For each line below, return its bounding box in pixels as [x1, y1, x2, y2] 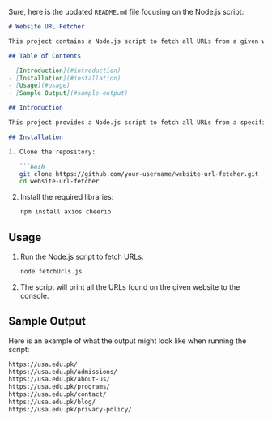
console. [19, 291, 49, 300]
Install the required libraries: [19, 192, 114, 202]
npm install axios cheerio [19, 208, 112, 216]
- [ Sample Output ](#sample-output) [8, 89, 129, 97]
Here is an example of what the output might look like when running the [8, 336, 247, 346]
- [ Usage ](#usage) [8, 81, 70, 90]
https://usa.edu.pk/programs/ [8, 383, 111, 391]
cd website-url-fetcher [19, 178, 100, 186]
